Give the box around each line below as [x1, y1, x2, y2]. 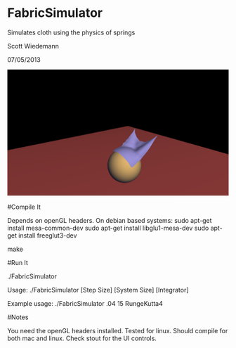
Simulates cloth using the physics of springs [7, 28, 136, 37]
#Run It [7, 259, 28, 267]
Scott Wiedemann [7, 41, 60, 50]
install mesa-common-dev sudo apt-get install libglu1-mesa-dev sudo [7, 224, 209, 233]
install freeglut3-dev [18, 231, 77, 240]
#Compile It [7, 202, 41, 212]
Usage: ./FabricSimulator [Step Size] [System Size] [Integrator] [7, 286, 189, 295]
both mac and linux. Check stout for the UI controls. [7, 334, 157, 342]
